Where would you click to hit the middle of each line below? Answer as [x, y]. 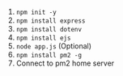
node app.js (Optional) [53, 46]
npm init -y [36, 12]
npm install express [51, 21]
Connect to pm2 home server [65, 63]
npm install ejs [43, 38]
